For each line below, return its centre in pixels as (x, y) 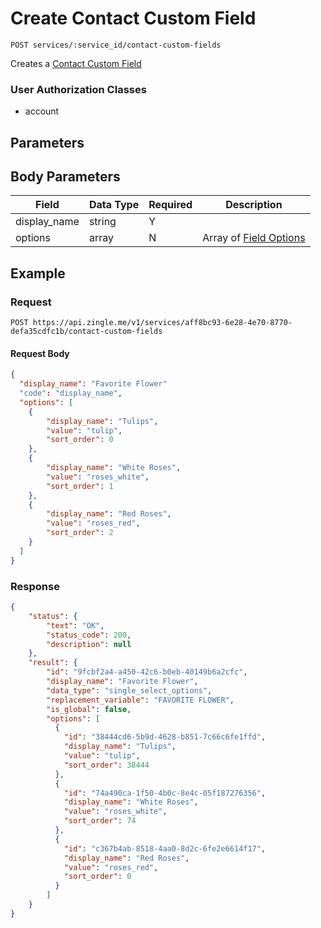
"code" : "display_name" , (71, 393)
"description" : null (89, 644)
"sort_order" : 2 (80, 533)
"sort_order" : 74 (100, 821)
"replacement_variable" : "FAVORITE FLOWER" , (140, 700)
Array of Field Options (254, 238)
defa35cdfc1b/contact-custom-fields (86, 332)
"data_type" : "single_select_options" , (129, 690)
